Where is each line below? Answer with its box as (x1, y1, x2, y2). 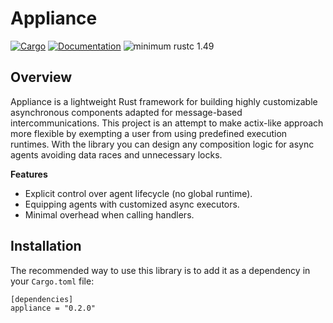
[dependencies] (10, 294, 74, 304)
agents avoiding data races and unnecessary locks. (10, 148, 223, 161)
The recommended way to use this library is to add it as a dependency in (10, 264, 311, 276)
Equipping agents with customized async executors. (24, 198, 240, 210)
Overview (10, 69, 73, 86)
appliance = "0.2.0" (10, 303, 97, 313)
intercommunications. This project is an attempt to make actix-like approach (10, 117, 324, 129)
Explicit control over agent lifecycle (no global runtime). (24, 187, 253, 199)
